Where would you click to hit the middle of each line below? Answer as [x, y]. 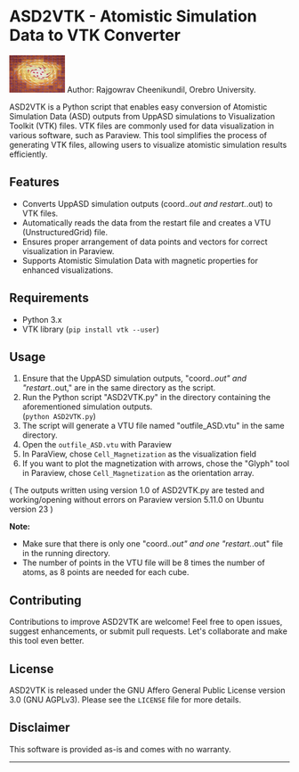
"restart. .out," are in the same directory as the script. [119, 388]
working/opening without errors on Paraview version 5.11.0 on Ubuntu [137, 500]
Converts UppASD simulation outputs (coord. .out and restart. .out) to [147, 203]
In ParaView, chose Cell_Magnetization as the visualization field [139, 454]
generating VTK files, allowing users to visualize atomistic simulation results [148, 144]
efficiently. [28, 154]
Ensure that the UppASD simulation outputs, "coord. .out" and [134, 378]
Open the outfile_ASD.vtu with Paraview [97, 445]
